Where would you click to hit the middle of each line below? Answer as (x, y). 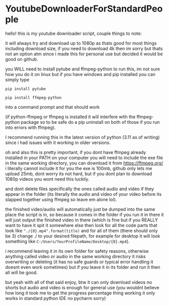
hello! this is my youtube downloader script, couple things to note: (74, 33)
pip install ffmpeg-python (33, 98)
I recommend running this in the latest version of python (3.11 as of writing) (82, 137)
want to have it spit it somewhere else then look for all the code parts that (81, 225)
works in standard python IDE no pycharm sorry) (56, 298)
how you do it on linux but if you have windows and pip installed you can (80, 74)
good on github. (22, 59)
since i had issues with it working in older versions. (58, 142)
